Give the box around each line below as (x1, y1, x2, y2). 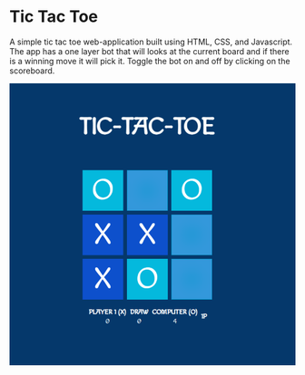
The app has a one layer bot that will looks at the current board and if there (9, 45, 290, 56)
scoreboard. (9, 65, 55, 76)
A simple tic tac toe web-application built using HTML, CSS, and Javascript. (9, 36, 293, 47)
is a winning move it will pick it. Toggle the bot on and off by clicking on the (9, 55, 290, 66)
